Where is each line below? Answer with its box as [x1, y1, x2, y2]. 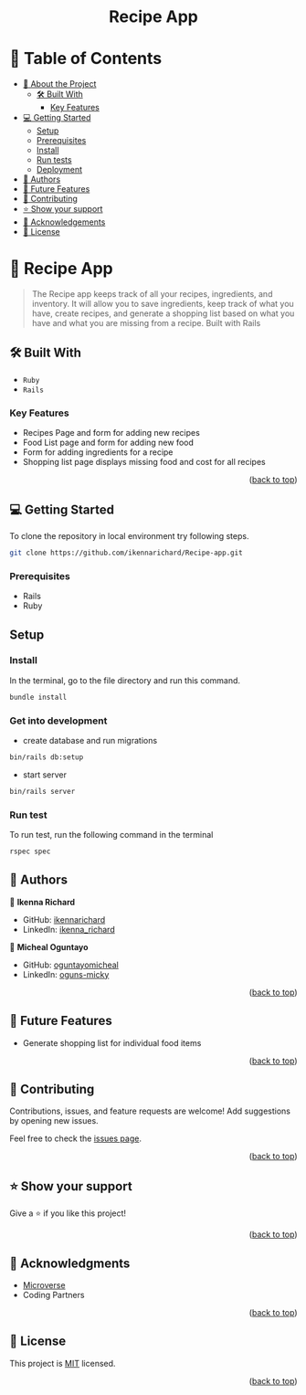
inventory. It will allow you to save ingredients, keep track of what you [31, 299, 294, 310]
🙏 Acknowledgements [22, 217, 106, 227]
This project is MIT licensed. [9, 1358, 116, 1369]
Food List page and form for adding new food [22, 437, 195, 449]
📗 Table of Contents [9, 48, 163, 69]
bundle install [9, 692, 68, 702]
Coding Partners [22, 1290, 85, 1300]
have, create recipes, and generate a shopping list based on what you [31, 308, 295, 319]
